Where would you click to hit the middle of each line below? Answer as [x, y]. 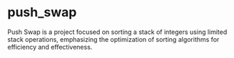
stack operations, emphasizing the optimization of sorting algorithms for [113, 39]
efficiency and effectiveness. [50, 47]
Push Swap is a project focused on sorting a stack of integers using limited [117, 32]
